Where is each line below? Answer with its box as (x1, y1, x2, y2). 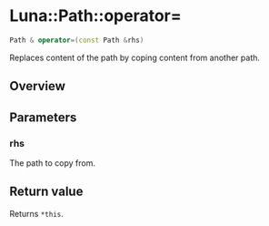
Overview (9, 78, 66, 94)
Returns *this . (9, 208, 64, 219)
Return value (9, 184, 84, 200)
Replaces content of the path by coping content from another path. (9, 52, 261, 63)
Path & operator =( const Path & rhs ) (9, 36, 144, 45)
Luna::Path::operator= (9, 5, 182, 26)
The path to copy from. (9, 157, 95, 169)
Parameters (9, 109, 77, 125)
